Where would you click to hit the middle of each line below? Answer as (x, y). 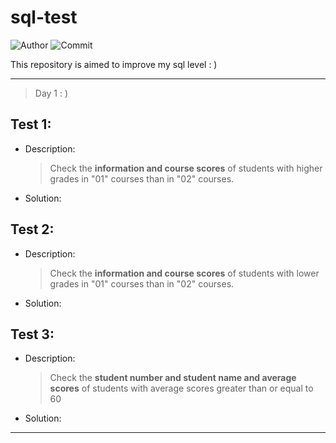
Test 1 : (31, 124)
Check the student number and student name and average (173, 378)
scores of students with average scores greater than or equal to (181, 388)
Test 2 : (32, 229)
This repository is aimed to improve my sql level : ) (114, 64)
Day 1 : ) (51, 93)
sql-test (44, 17)
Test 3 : (32, 334)
